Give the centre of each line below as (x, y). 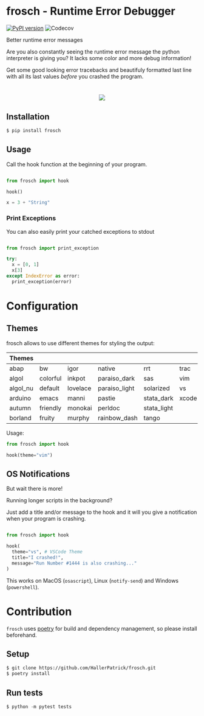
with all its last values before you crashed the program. (75, 76)
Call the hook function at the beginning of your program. (77, 164)
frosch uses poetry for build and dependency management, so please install (102, 628)
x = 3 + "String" (28, 203)
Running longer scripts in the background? (59, 500)
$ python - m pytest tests (39, 707)
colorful (50, 378)
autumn (20, 408)
